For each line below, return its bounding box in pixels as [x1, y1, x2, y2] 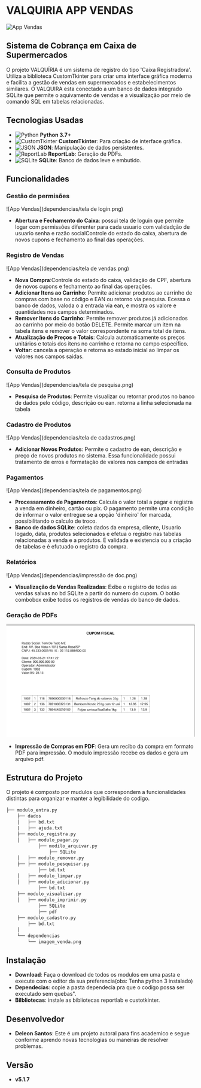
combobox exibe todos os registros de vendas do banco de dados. [14, 596, 180, 603]
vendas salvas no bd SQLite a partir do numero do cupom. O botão [14, 589, 180, 596]
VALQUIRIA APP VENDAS [6, 4, 133, 17]
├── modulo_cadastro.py [17, 915, 77, 921]
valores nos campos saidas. [14, 353, 84, 360]
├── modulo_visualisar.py [17, 891, 82, 897]
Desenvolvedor [6, 1014, 65, 1024]
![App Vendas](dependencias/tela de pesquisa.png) [6, 381, 134, 388]
